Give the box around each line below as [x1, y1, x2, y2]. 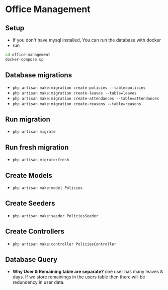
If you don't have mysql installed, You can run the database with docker [12, 37, 161, 43]
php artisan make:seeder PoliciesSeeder [12, 213, 99, 218]
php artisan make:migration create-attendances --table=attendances [12, 96, 159, 101]
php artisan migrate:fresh [12, 158, 69, 163]
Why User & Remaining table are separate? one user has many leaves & [12, 269, 163, 275]
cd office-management [5, 52, 51, 57]
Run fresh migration [5, 143, 69, 152]
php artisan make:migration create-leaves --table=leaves [12, 90, 137, 95]
